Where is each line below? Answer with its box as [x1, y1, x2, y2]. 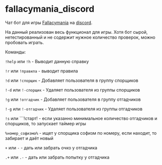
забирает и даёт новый [5, 135, 54, 141]
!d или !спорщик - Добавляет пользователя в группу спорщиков [5, 77, 138, 83]
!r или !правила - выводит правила [5, 68, 79, 74]
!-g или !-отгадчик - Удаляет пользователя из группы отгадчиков [5, 106, 143, 112]
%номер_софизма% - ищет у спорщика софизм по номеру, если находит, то [5, 130, 157, 136]
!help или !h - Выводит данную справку [5, 58, 89, 64]
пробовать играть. [5, 39, 44, 45]
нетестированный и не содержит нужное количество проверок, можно [5, 34, 156, 40]
